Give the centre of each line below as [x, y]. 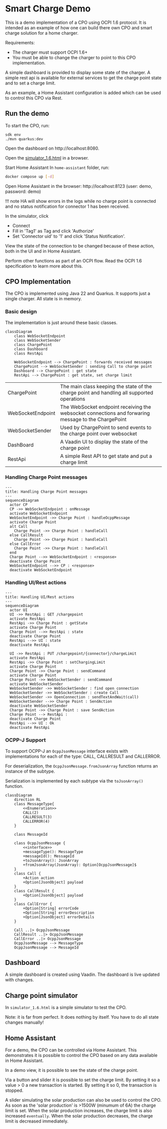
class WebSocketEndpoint [40, 336]
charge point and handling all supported [107, 392]
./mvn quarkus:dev [24, 139]
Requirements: [20, 42]
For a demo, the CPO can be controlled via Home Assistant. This [71, 1050]
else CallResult [26, 535]
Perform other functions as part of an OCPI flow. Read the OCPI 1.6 [74, 261]
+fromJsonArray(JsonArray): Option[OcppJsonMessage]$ [80, 865]
